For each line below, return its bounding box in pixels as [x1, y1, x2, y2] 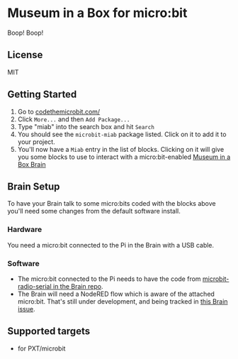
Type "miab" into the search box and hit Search [17, 122, 154, 131]
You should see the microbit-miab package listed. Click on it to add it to [17, 130, 227, 138]
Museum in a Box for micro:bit [7, 5, 188, 21]
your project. [17, 137, 55, 146]
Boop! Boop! [7, 28, 44, 37]
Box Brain [17, 160, 46, 168]
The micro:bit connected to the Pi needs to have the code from [17, 275, 201, 283]
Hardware [7, 225, 42, 235]
